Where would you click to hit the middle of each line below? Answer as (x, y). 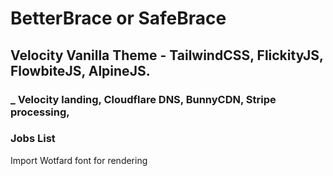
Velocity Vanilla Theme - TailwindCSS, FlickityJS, (167, 55)
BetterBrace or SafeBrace (118, 18)
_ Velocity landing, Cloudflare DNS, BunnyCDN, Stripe (143, 99)
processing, (40, 112)
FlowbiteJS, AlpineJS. (80, 70)
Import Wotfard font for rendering (79, 160)
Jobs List (33, 139)
